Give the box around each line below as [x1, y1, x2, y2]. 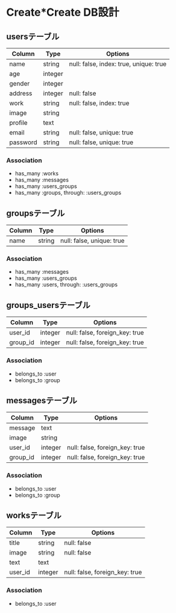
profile [9, 119, 28, 127]
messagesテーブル [6, 395, 77, 406]
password [9, 138, 37, 146]
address [9, 89, 33, 97]
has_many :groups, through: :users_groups [14, 189, 122, 196]
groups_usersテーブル [6, 300, 90, 310]
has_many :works [14, 170, 59, 177]
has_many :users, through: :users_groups [14, 281, 118, 288]
